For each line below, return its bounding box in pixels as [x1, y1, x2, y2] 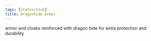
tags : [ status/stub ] [5, 7, 48, 12]
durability [5, 30, 25, 36]
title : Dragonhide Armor [5, 12, 56, 17]
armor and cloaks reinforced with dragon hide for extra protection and [5, 25, 147, 31]
